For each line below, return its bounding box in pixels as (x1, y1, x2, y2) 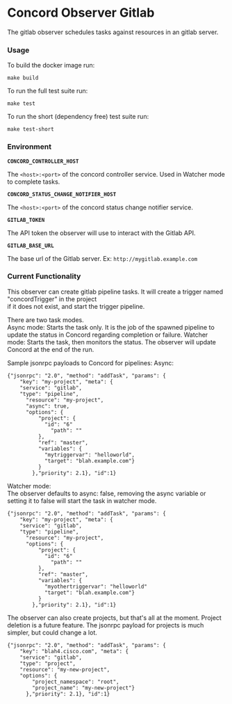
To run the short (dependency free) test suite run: (7, 113, 149, 121)
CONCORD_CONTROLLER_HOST (7, 158, 79, 165)
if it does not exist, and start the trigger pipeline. (7, 302, 145, 310)
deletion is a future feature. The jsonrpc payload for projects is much (7, 621, 204, 629)
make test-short (7, 126, 54, 133)
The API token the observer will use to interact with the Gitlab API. (7, 228, 196, 237)
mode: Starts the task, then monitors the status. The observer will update (7, 337, 217, 346)
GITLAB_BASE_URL (7, 242, 54, 249)
